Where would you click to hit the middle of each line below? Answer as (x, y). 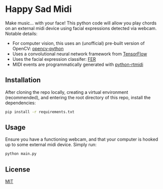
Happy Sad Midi (39, 9)
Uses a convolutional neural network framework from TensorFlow (80, 54)
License (18, 169)
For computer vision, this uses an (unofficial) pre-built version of (79, 43)
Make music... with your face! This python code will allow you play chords (81, 23)
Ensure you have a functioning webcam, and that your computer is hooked (82, 139)
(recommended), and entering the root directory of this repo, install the (78, 97)
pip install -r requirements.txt (40, 112)
